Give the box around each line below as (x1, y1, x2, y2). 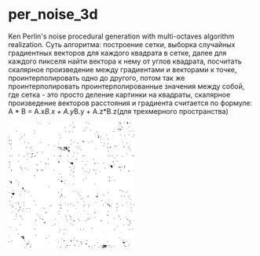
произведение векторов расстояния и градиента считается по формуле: (8, 98, 253, 108)
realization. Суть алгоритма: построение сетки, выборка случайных (8, 39, 236, 49)
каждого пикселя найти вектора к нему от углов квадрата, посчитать (8, 57, 242, 66)
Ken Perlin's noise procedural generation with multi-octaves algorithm (8, 31, 235, 41)
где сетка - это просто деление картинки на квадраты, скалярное (8, 90, 231, 99)
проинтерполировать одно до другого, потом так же (8, 73, 185, 82)
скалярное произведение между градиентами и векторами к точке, (8, 64, 237, 74)
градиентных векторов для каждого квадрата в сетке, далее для (8, 48, 227, 57)
